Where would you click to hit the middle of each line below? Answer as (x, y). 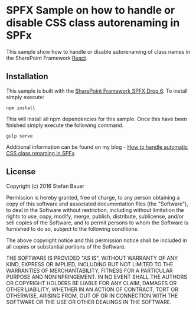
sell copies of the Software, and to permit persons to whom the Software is (97, 223)
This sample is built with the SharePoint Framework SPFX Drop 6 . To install (97, 91)
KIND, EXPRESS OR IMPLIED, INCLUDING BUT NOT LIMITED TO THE (90, 264)
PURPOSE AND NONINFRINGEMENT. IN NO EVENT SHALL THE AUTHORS (97, 277)
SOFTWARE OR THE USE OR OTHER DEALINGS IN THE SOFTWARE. (89, 302)
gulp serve (19, 136)
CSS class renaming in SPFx (40, 153)
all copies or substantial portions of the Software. (66, 246)
